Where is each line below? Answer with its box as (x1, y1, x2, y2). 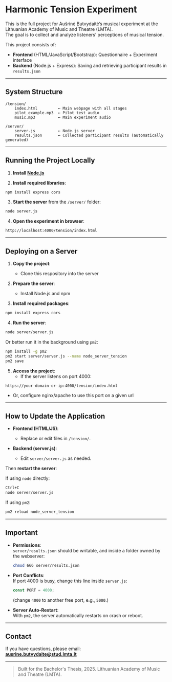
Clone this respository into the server (20, 271, 99, 277)
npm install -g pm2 (5, 349, 47, 354)
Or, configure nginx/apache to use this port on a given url (12, 392, 134, 398)
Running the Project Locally (5, 156, 95, 165)
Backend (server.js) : (12, 445, 57, 452)
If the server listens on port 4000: (20, 373, 92, 379)
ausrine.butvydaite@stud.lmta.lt (5, 651, 77, 657)
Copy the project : (12, 261, 51, 267)
